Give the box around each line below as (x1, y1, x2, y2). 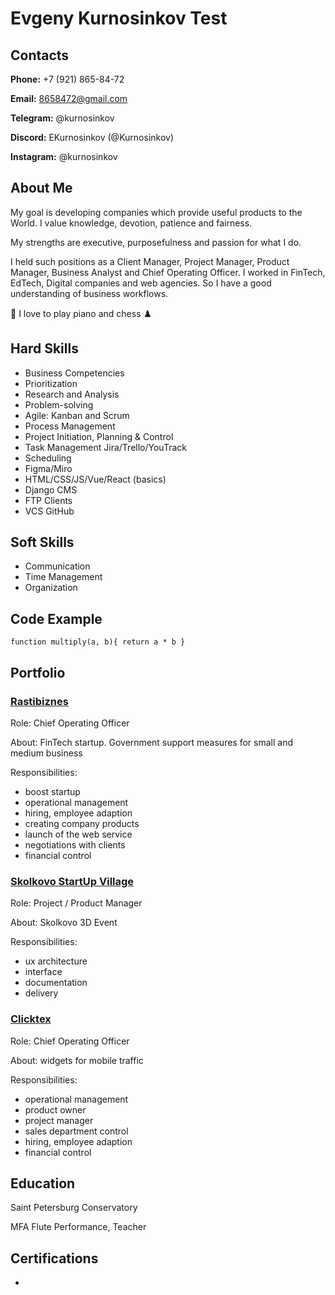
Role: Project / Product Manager (10, 897, 143, 909)
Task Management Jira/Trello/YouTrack (24, 441, 187, 453)
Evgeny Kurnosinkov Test (10, 7, 228, 30)
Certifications (10, 1250, 99, 1267)
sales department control (24, 1125, 129, 1137)
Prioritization (24, 377, 78, 389)
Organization (24, 582, 78, 594)
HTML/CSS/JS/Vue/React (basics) (24, 473, 167, 485)
